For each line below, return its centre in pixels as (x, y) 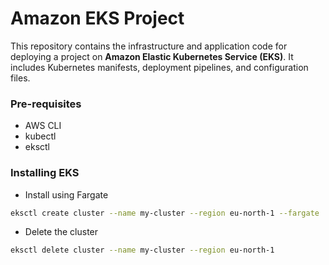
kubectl (40, 136)
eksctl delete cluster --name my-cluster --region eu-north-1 (142, 250)
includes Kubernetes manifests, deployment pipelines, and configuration (159, 67)
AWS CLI (43, 126)
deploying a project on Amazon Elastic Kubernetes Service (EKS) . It (152, 56)
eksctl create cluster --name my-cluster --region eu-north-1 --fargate (165, 213)
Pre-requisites (46, 104)
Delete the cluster (61, 232)
